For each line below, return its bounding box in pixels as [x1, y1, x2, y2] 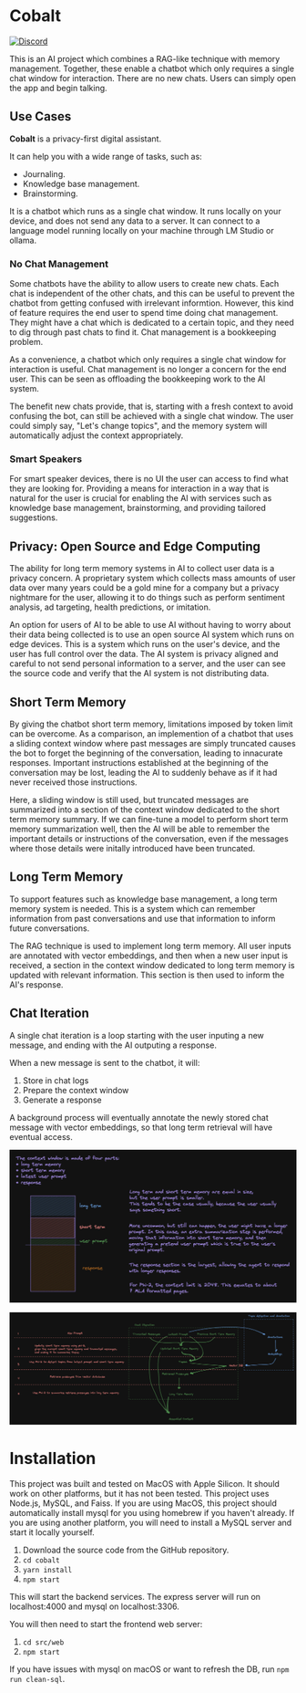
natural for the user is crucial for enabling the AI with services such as [9, 493, 272, 504]
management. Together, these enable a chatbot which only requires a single [9, 63, 294, 74]
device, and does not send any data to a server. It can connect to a [9, 215, 260, 226]
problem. [9, 337, 44, 348]
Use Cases [9, 109, 72, 124]
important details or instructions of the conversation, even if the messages [9, 832, 289, 844]
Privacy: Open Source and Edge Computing [9, 538, 261, 554]
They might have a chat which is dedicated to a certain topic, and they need [9, 317, 294, 329]
